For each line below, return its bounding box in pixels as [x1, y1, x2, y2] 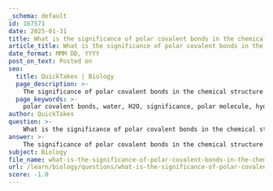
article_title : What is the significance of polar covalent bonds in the [8, 42, 264, 50]
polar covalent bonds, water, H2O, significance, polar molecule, [23, 102, 253, 111]
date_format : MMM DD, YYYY [8, 50, 100, 58]
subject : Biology [8, 148, 67, 156]
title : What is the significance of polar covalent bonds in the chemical [8, 34, 267, 43]
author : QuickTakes [8, 111, 75, 119]
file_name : [8, 155, 45, 163]
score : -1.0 [8, 171, 49, 179]
